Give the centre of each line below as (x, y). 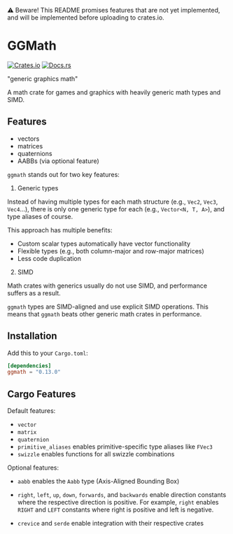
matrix (27, 433)
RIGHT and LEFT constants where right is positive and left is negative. (115, 510)
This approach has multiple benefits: (60, 230)
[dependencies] (29, 366)
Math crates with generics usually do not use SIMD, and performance (107, 286)
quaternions (35, 153)
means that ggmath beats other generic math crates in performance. (105, 314)
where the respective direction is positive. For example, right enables (118, 503)
